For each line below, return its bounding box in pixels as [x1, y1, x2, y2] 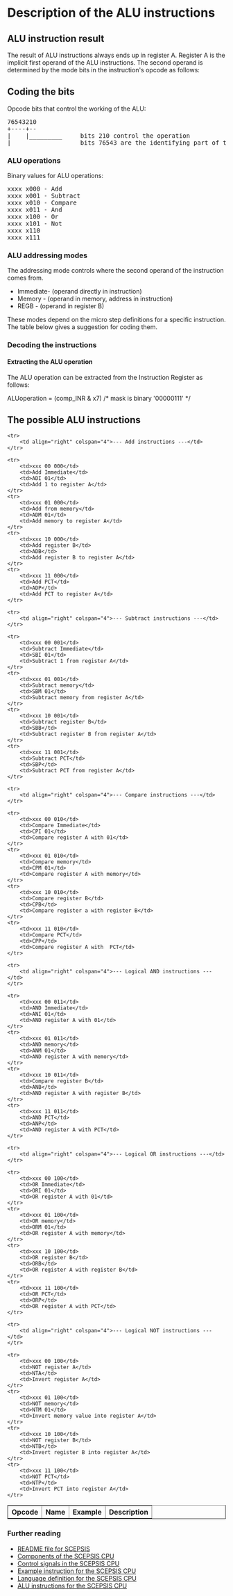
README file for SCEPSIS [17, 1545, 90, 1553]
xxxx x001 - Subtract [7, 192, 81, 200]
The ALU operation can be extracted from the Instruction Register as [7, 373, 203, 381]
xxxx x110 [7, 227, 40, 234]
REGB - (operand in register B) [17, 302, 105, 310]
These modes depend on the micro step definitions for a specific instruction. [7, 315, 226, 324]
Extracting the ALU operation [7, 357, 93, 366]
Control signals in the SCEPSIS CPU [17, 1559, 120, 1567]
